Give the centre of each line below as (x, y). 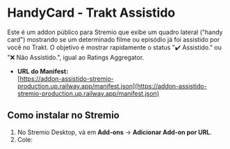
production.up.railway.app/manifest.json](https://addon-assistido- (112, 86)
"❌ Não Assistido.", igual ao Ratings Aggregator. (76, 57)
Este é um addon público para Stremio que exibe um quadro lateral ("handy (115, 32)
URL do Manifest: (43, 71)
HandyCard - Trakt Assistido (91, 13)
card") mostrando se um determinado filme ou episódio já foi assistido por (114, 39)
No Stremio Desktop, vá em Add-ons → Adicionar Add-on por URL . (114, 132)
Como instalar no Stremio (63, 115)
